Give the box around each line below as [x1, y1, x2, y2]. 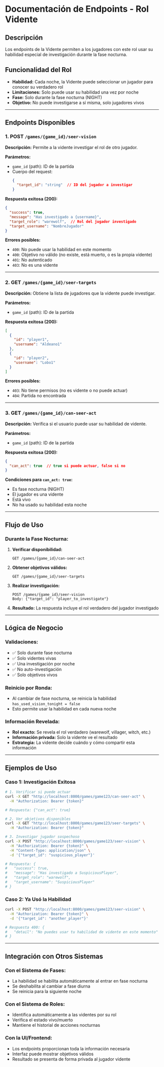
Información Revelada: [5, 718, 60, 725]
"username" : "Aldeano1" [14, 342, 62, 347]
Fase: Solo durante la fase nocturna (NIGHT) [12, 94, 102, 100]
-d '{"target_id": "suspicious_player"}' [9, 852, 95, 858]
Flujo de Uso [5, 521, 44, 529]
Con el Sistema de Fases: [5, 967, 66, 974]
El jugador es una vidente [12, 491, 63, 497]
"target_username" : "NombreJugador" [9, 224, 84, 229]
